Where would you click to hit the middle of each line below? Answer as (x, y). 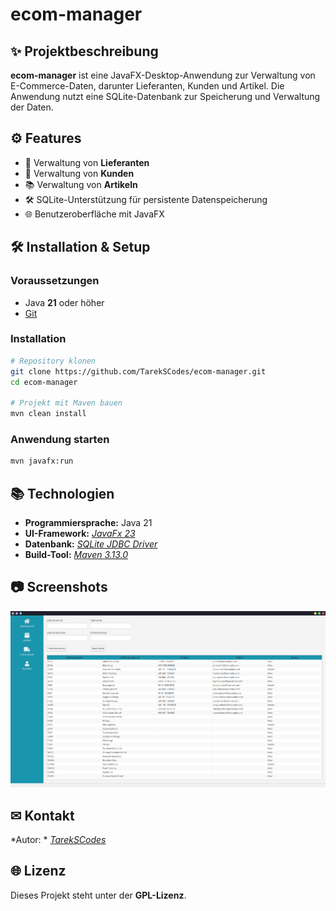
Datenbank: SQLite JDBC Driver (91, 544)
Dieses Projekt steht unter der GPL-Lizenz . (98, 895)
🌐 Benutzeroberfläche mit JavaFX (94, 214)
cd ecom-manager (44, 382)
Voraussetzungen (55, 281)
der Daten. (32, 107)
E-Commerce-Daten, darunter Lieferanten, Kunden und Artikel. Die (147, 86)
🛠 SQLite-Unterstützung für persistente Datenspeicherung (146, 199)
